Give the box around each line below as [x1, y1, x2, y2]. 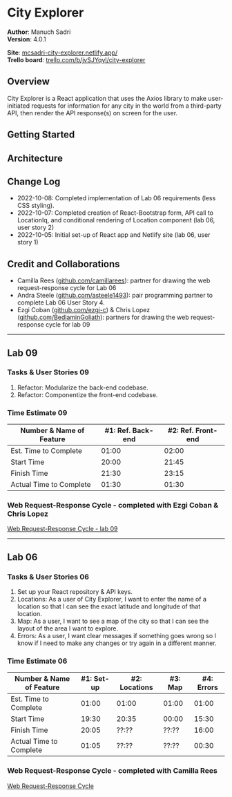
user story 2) [17, 223, 55, 232]
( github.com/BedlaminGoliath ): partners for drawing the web [17, 313, 189, 322]
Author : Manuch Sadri [7, 28, 71, 36]
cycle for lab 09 [46, 320, 90, 329]
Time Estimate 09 [7, 407, 68, 417]
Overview [7, 76, 50, 88]
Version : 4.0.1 [7, 35, 46, 43]
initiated [7, 102, 30, 110]
